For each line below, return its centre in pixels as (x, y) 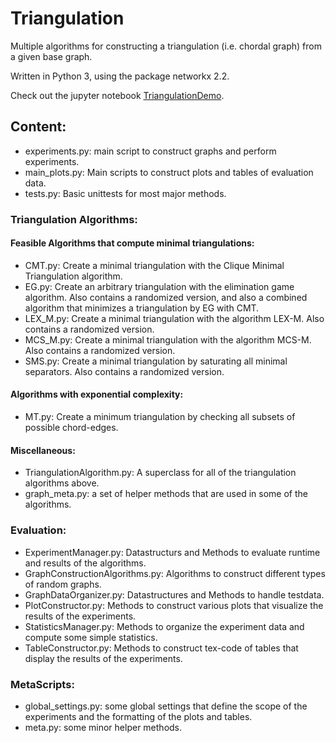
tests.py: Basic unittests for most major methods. (125, 193)
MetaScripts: (42, 684)
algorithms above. (62, 483)
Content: (38, 127)
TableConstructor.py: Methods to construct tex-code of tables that (161, 648)
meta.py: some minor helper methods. (103, 727)
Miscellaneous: (43, 450)
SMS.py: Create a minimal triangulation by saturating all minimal (156, 361)
